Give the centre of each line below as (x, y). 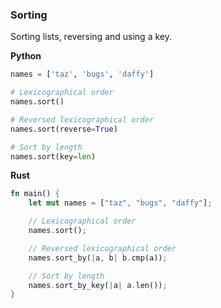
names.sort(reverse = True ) (64, 129)
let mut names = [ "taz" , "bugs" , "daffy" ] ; (120, 203)
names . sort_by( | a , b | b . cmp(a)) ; (98, 258)
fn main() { (35, 194)
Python (26, 56)
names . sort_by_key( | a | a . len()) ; (98, 285)
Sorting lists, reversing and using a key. (91, 37)
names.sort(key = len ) (53, 156)
